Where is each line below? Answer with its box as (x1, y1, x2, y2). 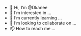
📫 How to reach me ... (9, 26, 55, 31)
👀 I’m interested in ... (9, 10, 52, 16)
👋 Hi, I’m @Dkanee (9, 5, 48, 10)
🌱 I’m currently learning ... (9, 15, 62, 20)
